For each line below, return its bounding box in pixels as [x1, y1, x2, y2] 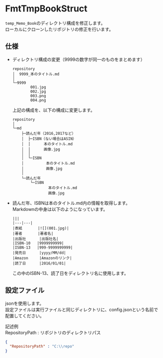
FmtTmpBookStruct [5, 3, 88, 14]
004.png [30, 97, 46, 102]
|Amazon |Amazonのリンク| [12, 256, 72, 261]
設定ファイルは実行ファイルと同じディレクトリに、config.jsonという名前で [5, 306, 158, 312]
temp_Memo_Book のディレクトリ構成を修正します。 [5, 20, 105, 26]
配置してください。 [5, 313, 45, 319]
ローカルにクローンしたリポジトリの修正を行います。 [5, 26, 113, 32]
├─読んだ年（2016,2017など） [21, 131, 76, 136]
